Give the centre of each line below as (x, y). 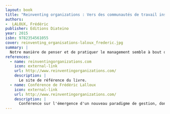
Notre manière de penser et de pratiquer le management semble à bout (86, 52)
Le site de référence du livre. (53, 80)
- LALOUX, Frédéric (27, 24)
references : (18, 57)
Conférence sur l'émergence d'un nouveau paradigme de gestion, (88, 104)
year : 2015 (17, 33)
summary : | (17, 47)
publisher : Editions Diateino (37, 29)
